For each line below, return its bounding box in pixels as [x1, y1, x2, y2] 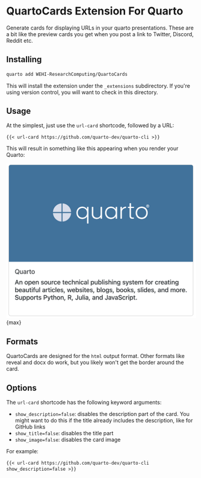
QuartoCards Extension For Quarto [6, 4, 184, 18]
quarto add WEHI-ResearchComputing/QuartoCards [6, 71, 128, 77]
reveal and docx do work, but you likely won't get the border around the [6, 359, 184, 366]
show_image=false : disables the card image [14, 436, 121, 444]
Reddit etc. [6, 37, 33, 44]
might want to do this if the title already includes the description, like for [14, 417, 193, 424]
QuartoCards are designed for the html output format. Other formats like [6, 353, 185, 360]
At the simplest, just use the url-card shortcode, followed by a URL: [6, 122, 175, 129]
